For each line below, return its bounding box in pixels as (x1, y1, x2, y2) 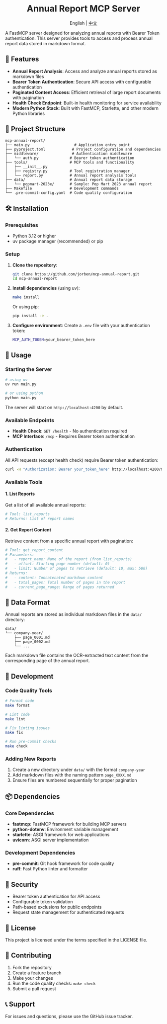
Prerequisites (5, 222, 38, 229)
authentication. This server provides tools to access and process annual (5, 35, 153, 41)
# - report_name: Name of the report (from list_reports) (5, 557, 133, 562)
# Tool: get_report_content (5, 547, 64, 552)
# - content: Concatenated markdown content (5, 575, 103, 580)
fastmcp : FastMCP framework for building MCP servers (12, 821, 127, 827)
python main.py (5, 396, 37, 401)
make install (12, 295, 40, 300)
